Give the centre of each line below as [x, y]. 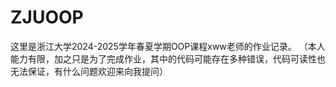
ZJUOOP [47, 17]
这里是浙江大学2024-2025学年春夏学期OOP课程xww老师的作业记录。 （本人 [168, 46]
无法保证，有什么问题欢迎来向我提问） [89, 71]
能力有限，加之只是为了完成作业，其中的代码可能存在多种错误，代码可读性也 [168, 58]
